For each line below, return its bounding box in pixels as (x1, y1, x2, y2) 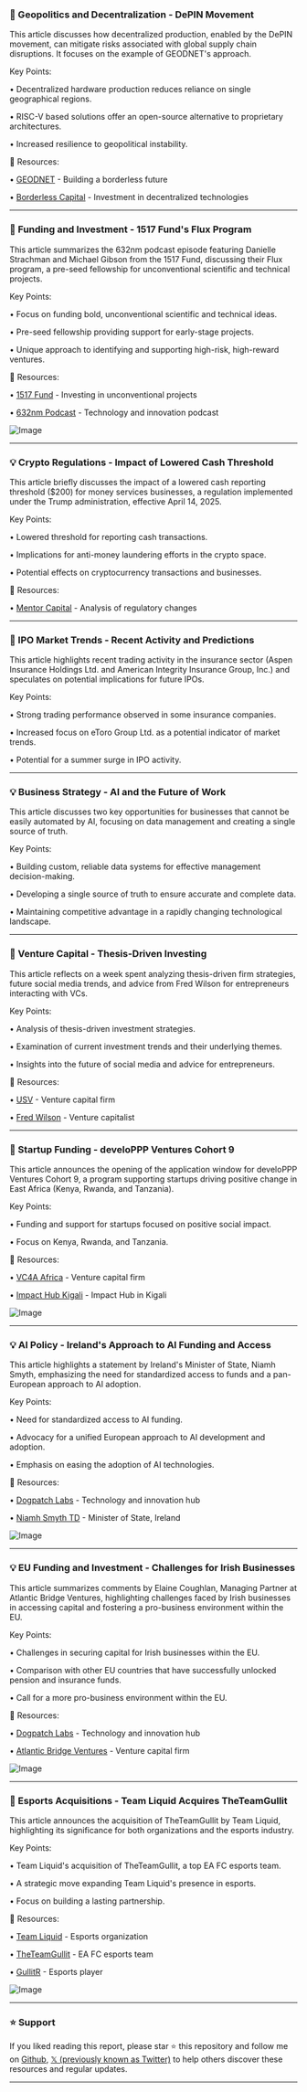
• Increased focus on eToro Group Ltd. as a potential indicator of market (9, 727, 281, 738)
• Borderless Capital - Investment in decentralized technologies (9, 192, 249, 203)
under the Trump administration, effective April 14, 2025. (9, 495, 222, 506)
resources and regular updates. (9, 2064, 128, 2075)
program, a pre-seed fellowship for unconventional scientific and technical (9, 263, 291, 274)
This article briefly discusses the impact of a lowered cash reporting (9, 476, 267, 487)
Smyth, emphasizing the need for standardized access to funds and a (9, 1369, 271, 1380)
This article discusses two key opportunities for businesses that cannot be (9, 806, 290, 817)
